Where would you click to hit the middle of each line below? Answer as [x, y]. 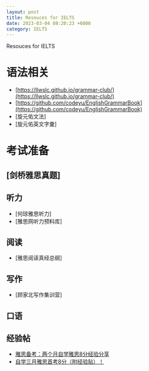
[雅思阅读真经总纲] [39, 258]
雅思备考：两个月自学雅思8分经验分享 [62, 354]
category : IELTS [27, 29]
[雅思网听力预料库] [39, 221]
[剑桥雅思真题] [33, 175]
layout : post [23, 12]
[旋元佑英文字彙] [36, 124]
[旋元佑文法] [31, 117]
